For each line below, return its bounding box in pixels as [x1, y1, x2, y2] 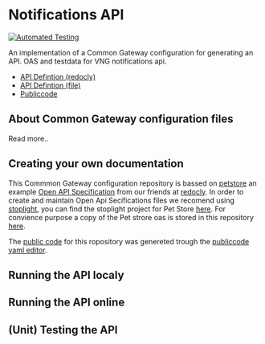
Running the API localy [8, 268, 124, 282]
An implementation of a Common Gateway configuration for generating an [8, 47, 254, 57]
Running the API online [8, 296, 125, 309]
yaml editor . [8, 245, 47, 255]
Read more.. [8, 133, 49, 143]
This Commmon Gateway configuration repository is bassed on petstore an [8, 178, 257, 188]
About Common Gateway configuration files [8, 113, 234, 126]
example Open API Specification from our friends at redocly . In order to [8, 186, 244, 196]
